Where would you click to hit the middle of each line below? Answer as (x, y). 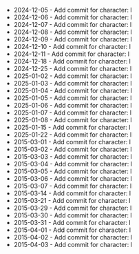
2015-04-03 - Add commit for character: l (73, 245)
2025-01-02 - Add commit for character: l (73, 76)
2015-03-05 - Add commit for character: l (73, 171)
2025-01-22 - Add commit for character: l (73, 135)
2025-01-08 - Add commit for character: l (73, 120)
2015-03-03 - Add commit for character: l (73, 157)
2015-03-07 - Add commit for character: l (73, 186)
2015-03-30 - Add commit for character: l (73, 215)
